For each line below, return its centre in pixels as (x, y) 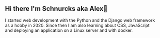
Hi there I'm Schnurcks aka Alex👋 (56, 9)
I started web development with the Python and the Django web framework (80, 20)
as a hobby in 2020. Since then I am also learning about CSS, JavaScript (77, 25)
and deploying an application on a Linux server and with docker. (69, 30)
